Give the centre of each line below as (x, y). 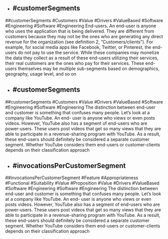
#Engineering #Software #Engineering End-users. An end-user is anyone (81, 26)
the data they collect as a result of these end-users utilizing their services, (82, 58)
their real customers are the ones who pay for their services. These (75, 63)
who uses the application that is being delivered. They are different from (80, 31)
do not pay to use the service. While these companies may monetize (89, 52)
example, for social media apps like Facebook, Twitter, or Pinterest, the (78, 47)
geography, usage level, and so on (41, 74)
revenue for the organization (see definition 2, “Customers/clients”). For (79, 42)
